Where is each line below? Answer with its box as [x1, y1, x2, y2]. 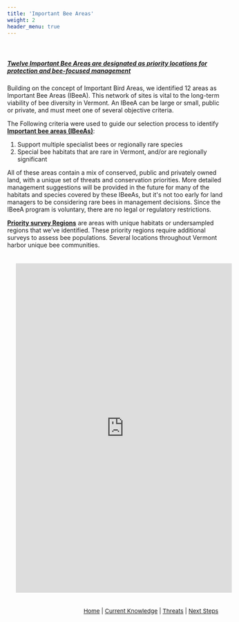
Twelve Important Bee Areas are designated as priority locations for [7, 59, 207, 67]
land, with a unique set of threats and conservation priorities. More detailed [7, 176, 222, 184]
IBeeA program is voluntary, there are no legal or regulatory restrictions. [7, 205, 212, 214]
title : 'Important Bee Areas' [7, 10, 95, 17]
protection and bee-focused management [7, 67, 131, 75]
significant [17, 155, 48, 164]
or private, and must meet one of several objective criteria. [7, 106, 174, 114]
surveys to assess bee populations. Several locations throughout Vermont [7, 234, 218, 242]
